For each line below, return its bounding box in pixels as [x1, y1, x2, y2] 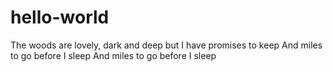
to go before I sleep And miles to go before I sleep [10, 49, 217, 61]
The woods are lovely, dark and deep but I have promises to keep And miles [10, 39, 323, 51]
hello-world [10, 6, 110, 29]
